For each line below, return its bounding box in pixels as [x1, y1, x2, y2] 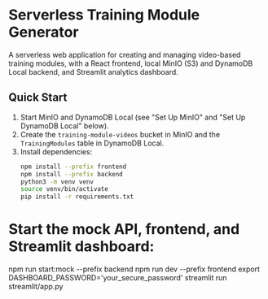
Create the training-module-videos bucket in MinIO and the [20, 129, 221, 139]
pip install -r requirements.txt [20, 193, 134, 201]
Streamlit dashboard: [8, 237, 155, 256]
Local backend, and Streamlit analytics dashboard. [8, 67, 179, 76]
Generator [8, 23, 79, 41]
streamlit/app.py [8, 282, 64, 292]
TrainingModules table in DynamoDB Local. [20, 138, 165, 148]
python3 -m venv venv [20, 177, 94, 186]
